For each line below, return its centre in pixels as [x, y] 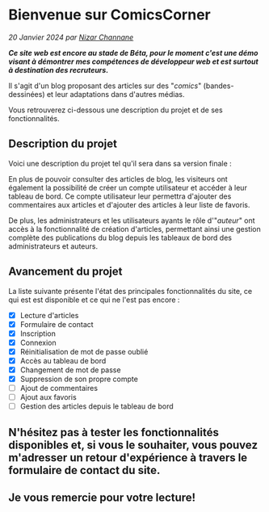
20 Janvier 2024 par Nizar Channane [71, 37]
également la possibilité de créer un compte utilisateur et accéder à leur [128, 187]
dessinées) [27, 94]
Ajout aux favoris [48, 397]
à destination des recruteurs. [59, 69]
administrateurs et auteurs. [53, 246]
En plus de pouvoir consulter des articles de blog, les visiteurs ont [118, 178]
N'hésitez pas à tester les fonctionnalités [114, 432]
